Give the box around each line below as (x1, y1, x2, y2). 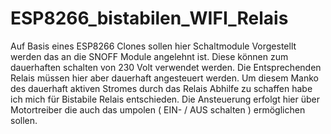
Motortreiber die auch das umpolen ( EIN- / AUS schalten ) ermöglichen (10, 103, 306, 116)
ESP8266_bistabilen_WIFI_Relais (10, 7, 289, 30)
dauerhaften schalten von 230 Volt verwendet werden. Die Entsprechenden (10, 61, 322, 73)
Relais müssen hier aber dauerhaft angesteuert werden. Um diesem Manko (10, 72, 319, 84)
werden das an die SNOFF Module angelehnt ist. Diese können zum (10, 50, 289, 62)
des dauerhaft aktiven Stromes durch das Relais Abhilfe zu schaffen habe (10, 82, 313, 94)
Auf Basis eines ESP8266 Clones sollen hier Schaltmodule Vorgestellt (10, 40, 297, 52)
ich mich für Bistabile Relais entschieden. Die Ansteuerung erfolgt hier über (10, 93, 320, 105)
